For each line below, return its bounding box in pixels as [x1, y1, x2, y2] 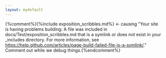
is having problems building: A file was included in [5, 26, 108, 32]
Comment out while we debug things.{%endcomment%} [5, 47, 121, 53]
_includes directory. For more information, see [5, 37, 99, 43]
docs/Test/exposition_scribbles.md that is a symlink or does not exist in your [5, 31, 161, 37]
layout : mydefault [5, 7, 43, 12]
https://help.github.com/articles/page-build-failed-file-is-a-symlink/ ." [5, 42, 147, 48]
